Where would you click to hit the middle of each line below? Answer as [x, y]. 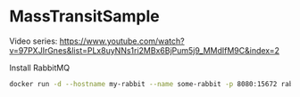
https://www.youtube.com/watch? [122, 41]
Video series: [33, 41]
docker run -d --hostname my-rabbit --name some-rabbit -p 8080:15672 [143, 84]
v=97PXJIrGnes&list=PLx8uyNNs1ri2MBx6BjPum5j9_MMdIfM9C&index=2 [144, 50]
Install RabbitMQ [39, 68]
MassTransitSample [85, 16]
